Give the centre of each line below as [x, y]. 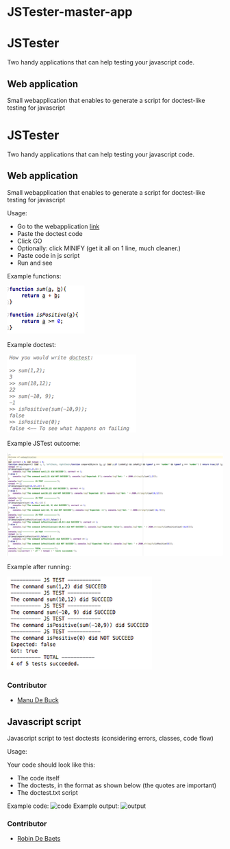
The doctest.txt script [48, 792]
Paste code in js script [48, 255]
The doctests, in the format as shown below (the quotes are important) [117, 785]
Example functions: [34, 276]
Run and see [35, 263]
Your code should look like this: [51, 765]
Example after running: [39, 566]
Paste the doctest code [50, 233]
